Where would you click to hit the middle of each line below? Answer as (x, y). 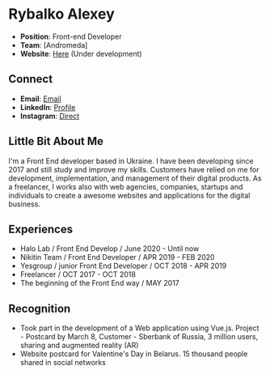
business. (24, 204)
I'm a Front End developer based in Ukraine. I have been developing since (131, 161)
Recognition (40, 308)
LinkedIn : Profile (48, 107)
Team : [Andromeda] (54, 45)
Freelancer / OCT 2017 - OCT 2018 (78, 274)
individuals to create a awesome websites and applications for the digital (129, 195)
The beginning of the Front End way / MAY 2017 (99, 283)
